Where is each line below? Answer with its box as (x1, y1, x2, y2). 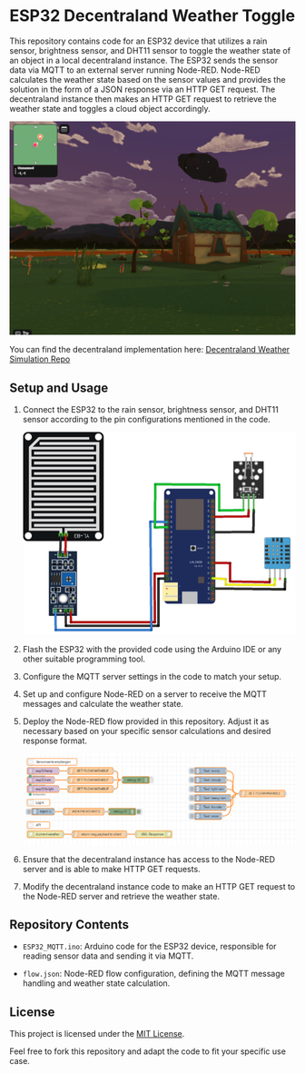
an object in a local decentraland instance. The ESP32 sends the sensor (9, 55, 279, 65)
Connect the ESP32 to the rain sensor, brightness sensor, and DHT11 (22, 404, 280, 415)
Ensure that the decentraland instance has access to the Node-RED (22, 853, 275, 864)
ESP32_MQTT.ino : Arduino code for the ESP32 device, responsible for (22, 941, 277, 952)
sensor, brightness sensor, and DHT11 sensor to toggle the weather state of (9, 45, 291, 55)
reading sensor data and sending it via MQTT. (22, 950, 194, 961)
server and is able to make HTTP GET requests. (22, 863, 202, 874)
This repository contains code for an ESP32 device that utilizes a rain (9, 35, 268, 46)
